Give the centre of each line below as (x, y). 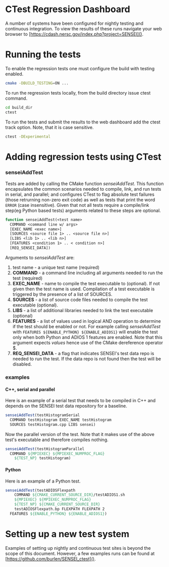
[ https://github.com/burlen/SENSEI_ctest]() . (50, 559)
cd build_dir (19, 107)
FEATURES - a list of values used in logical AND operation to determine (87, 321)
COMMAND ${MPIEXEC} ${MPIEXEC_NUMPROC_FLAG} (57, 454)
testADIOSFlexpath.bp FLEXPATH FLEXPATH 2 (60, 509)
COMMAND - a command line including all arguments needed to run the (88, 273)
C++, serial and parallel (30, 389)
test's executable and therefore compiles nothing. (57, 440)
